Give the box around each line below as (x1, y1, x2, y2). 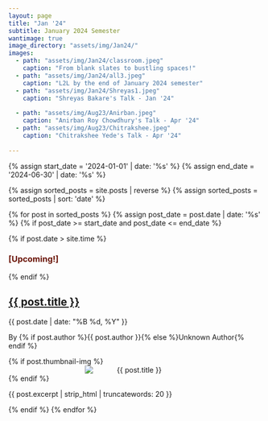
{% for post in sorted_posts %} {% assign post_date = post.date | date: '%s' (8, 209, 261, 219)
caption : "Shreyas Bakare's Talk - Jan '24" (23, 94, 175, 102)
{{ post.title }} (8, 295, 80, 309)
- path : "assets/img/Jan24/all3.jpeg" (15, 72, 146, 80)
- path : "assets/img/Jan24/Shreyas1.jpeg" (15, 86, 160, 95)
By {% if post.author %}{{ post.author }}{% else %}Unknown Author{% (8, 332, 245, 342)
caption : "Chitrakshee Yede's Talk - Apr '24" (23, 131, 182, 139)
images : (8, 49, 35, 57)
